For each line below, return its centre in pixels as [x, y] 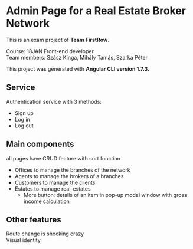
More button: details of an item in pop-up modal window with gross [105, 195]
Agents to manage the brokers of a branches [69, 176]
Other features [34, 219]
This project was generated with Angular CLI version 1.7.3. [78, 68]
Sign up [24, 113]
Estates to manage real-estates [53, 189]
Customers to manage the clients [55, 182]
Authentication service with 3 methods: [54, 101]
